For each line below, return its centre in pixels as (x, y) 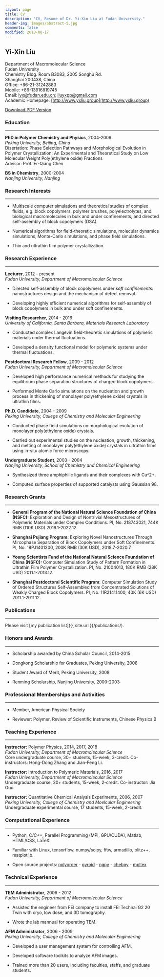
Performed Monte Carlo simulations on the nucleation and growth (78, 391)
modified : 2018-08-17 (27, 32)
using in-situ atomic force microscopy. (51, 451)
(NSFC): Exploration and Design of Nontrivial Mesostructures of (76, 517)
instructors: (17, 762)
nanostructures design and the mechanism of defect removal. (74, 293)
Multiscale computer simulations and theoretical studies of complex (80, 206)
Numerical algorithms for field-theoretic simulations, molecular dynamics (85, 231)
